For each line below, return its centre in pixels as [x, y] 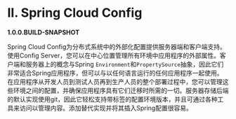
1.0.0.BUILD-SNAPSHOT [43, 32]
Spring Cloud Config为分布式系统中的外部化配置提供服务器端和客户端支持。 [117, 46]
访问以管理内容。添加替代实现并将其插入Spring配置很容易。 [106, 108]
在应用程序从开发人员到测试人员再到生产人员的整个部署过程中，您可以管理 [115, 81]
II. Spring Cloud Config [75, 13]
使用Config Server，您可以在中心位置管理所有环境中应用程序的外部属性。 [113, 55]
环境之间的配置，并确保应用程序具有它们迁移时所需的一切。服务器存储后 [118, 90]
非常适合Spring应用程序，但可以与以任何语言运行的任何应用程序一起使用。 [115, 73]
